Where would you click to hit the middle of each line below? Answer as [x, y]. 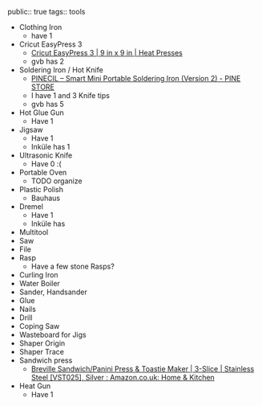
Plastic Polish [41, 189]
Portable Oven [43, 172]
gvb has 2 [48, 61]
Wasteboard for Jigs [52, 334]
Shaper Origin [42, 343]
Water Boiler [40, 283]
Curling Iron [38, 275]
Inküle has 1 [50, 147]
